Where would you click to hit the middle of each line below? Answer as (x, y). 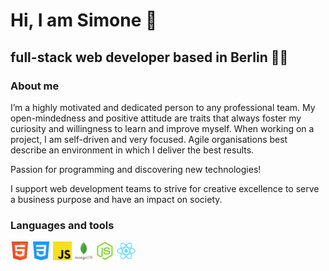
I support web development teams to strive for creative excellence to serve (165, 188)
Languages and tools (62, 225)
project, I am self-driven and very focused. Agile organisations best (149, 139)
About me (35, 86)
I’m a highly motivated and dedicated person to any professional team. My (163, 107)
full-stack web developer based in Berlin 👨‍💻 (149, 57)
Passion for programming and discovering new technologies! (136, 169)
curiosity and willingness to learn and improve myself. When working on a (162, 128)
